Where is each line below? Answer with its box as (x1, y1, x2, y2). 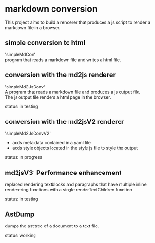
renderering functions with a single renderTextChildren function (5, 187, 132, 192)
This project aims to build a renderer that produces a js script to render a (5, 19, 151, 25)
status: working (5, 232, 36, 238)
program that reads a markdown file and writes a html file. (5, 57, 121, 63)
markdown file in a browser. (5, 24, 61, 30)
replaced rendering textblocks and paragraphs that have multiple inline (5, 181, 147, 188)
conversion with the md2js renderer (5, 71, 116, 79)
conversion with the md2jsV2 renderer (5, 118, 124, 126)
